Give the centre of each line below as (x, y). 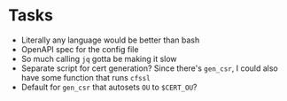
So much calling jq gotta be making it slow (99, 58)
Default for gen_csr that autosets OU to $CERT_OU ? (109, 87)
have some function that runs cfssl (86, 77)
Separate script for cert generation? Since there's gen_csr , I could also (149, 68)
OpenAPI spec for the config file (80, 49)
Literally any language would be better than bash (110, 40)
